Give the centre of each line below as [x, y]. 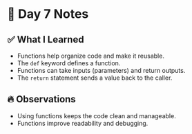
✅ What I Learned [46, 40]
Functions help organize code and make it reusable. [90, 56]
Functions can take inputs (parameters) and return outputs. [101, 70]
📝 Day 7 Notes [48, 14]
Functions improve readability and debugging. [83, 123]
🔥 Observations [41, 99]
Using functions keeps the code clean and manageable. [96, 115]
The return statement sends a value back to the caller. [95, 78]
